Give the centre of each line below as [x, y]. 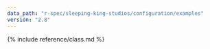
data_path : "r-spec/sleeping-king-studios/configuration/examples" [106, 13]
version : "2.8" [29, 20]
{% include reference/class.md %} [56, 39]
